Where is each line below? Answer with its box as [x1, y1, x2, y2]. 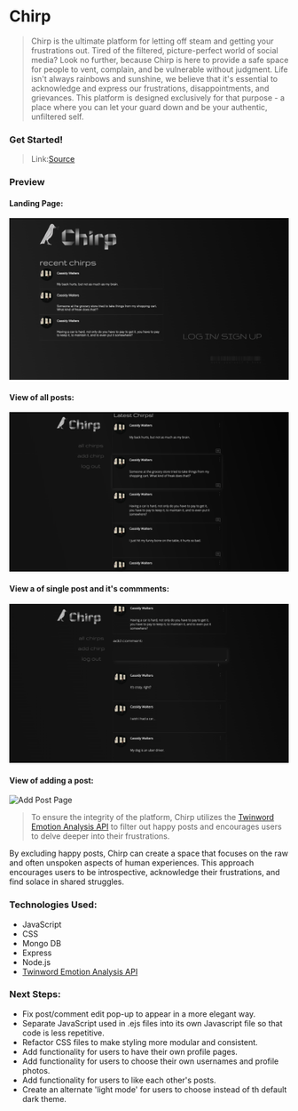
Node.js [21, 956, 51, 967]
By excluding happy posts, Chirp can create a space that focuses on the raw [9, 848, 288, 859]
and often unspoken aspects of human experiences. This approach [9, 857, 255, 868]
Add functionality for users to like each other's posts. [21, 1075, 216, 1085]
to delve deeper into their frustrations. [30, 831, 170, 841]
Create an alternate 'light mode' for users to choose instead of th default [21, 1083, 287, 1095]
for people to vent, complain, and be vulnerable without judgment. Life [30, 64, 288, 75]
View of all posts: [9, 391, 74, 402]
